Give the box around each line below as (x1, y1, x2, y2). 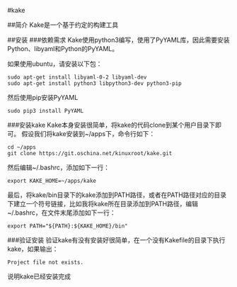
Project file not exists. (7, 259, 83, 266)
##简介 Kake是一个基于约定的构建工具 (7, 21, 119, 29)
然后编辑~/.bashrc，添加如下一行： (7, 163, 110, 171)
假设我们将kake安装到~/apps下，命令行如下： (21, 130, 156, 137)
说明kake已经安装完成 (7, 272, 71, 281)
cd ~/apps (7, 144, 37, 151)
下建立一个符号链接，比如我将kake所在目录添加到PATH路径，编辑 (7, 200, 198, 208)
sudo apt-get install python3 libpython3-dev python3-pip (7, 80, 182, 87)
